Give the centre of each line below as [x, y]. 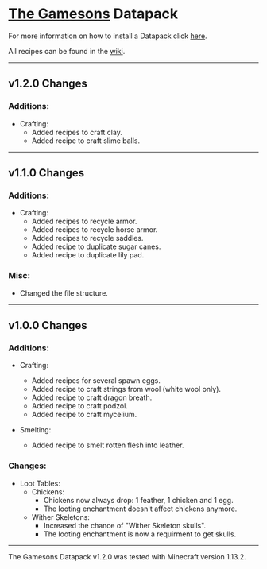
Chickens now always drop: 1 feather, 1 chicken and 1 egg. [138, 500]
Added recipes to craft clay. [77, 132]
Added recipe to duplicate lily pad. [88, 255]
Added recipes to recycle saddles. [87, 238]
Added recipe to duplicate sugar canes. [96, 246]
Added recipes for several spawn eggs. [96, 381]
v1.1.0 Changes [46, 173]
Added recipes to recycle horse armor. [95, 230]
